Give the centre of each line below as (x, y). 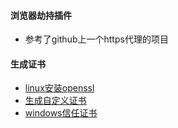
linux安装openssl (59, 88)
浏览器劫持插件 (41, 15)
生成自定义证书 (55, 101)
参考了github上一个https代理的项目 (96, 39)
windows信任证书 (61, 113)
